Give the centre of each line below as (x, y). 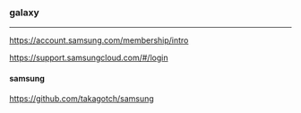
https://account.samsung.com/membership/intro (99, 40)
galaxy (25, 13)
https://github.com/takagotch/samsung (82, 98)
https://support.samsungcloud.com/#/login (89, 58)
